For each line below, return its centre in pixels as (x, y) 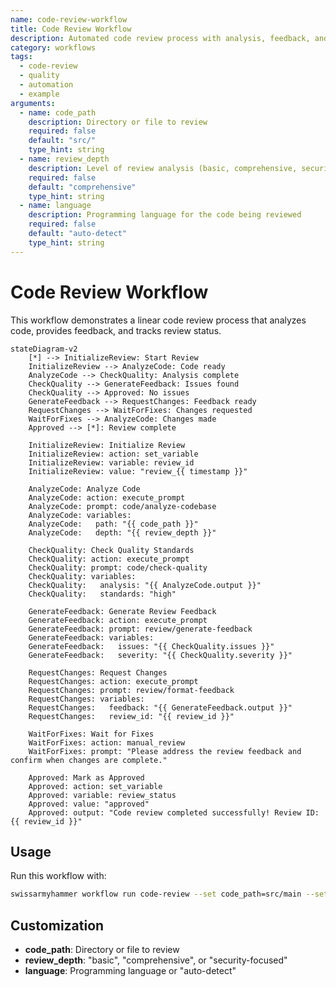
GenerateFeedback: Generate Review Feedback (122, 611)
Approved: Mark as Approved (86, 777)
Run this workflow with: (58, 876)
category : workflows (53, 47)
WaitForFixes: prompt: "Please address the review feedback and (165, 751)
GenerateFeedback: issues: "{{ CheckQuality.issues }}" (151, 646)
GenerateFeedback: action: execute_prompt (118, 620)
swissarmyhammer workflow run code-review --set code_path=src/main (156, 894)
